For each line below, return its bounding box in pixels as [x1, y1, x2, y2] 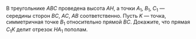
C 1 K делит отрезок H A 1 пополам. [6, 26, 88, 34]
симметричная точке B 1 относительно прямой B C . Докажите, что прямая [6, 18, 190, 26]
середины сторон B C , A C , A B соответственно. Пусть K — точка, [6, 12, 167, 19]
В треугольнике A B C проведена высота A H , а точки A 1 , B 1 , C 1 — [6, 5, 165, 13]
